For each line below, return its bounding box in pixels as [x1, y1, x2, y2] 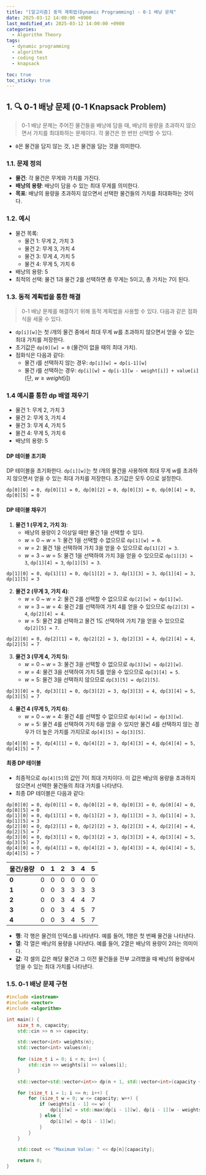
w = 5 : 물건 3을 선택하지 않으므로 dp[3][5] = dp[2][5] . [24, 675, 161, 683]
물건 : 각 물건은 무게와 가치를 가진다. [15, 175, 101, 182]
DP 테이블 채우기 [6, 506, 47, 514]
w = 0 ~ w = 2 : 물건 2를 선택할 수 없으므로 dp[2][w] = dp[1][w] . [24, 595, 183, 602]
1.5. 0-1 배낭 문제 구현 [6, 980, 67, 988]
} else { [39, 1113, 62, 1119]
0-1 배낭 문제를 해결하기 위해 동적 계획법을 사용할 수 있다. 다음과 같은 [21, 307, 186, 315]
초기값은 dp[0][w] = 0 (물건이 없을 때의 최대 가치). [15, 344, 137, 351]
